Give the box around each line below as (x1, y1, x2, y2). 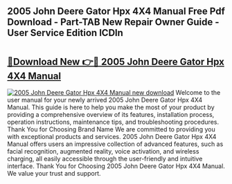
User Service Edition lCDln (7, 27, 123, 39)
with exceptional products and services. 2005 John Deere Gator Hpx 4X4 (7, 133, 217, 140)
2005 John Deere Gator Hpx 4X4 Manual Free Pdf (7, 6, 225, 17)
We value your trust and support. (7, 169, 102, 177)
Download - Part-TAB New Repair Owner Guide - (7, 17, 220, 28)
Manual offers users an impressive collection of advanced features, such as (7, 140, 224, 148)
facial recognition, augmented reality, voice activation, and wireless (7, 147, 199, 155)
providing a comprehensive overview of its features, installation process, (7, 111, 215, 118)
